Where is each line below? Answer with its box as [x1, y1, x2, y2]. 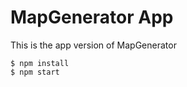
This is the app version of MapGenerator [10, 39, 177, 51]
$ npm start [10, 67, 60, 77]
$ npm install [10, 58, 70, 68]
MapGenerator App [10, 6, 174, 29]
